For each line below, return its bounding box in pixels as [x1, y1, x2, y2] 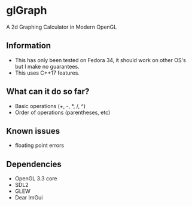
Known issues [6, 126, 60, 136]
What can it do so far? [6, 87, 90, 97]
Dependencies [6, 159, 62, 169]
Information [6, 41, 51, 51]
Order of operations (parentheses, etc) [14, 109, 111, 116]
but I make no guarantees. [14, 63, 80, 70]
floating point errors [14, 142, 65, 149]
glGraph [6, 4, 47, 17]
